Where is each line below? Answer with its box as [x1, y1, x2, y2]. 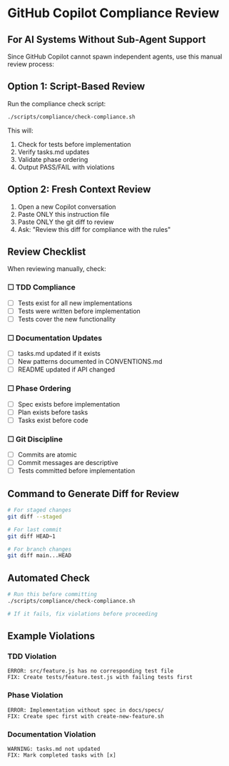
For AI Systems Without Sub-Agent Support [7, 34, 206, 46]
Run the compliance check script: [7, 99, 106, 108]
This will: [7, 126, 34, 135]
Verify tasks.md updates [17, 148, 90, 156]
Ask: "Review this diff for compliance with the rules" [17, 225, 171, 233]
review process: [7, 60, 55, 68]
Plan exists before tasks [17, 408, 88, 417]
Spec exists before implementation [17, 399, 121, 408]
